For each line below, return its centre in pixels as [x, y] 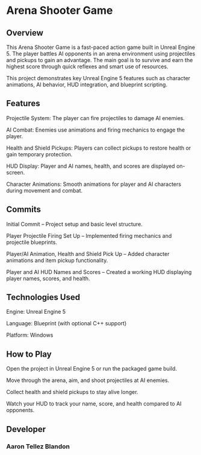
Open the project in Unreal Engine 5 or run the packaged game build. [92, 369]
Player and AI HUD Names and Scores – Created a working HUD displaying [99, 272]
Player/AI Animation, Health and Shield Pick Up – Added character [88, 253]
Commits [23, 210]
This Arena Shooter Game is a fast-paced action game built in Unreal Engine [101, 47]
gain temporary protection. [39, 154]
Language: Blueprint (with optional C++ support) [66, 323]
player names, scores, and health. [48, 278]
